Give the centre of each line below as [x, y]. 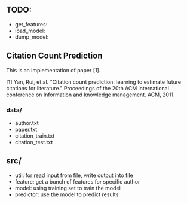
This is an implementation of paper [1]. [53, 70]
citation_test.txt [34, 142]
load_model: [30, 31]
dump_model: [32, 37]
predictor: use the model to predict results [67, 194]
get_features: [31, 24]
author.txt [27, 123]
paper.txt [26, 129]
